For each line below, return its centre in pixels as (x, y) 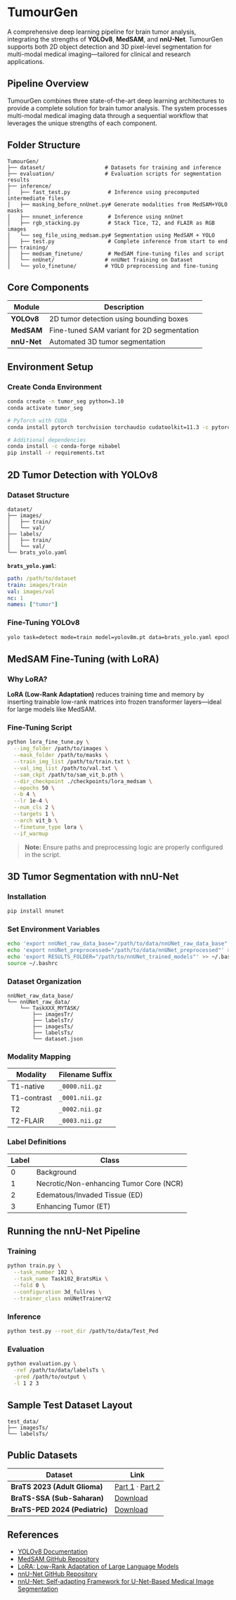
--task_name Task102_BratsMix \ (61, 1279)
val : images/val (31, 591)
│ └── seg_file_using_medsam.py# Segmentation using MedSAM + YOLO (111, 235)
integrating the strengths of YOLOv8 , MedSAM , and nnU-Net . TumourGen (115, 39)
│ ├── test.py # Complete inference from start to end (118, 241)
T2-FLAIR (27, 1121)
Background (57, 1172)
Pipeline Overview (48, 84)
